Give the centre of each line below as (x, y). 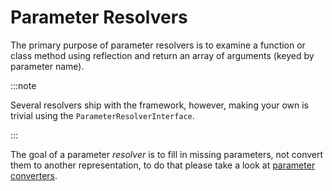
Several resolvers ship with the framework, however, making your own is (159, 105)
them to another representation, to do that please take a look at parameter (163, 165)
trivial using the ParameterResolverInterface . (102, 115)
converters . (34, 175)
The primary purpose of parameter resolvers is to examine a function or (158, 45)
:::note (23, 85)
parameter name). (47, 66)
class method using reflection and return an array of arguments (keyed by (162, 55)
